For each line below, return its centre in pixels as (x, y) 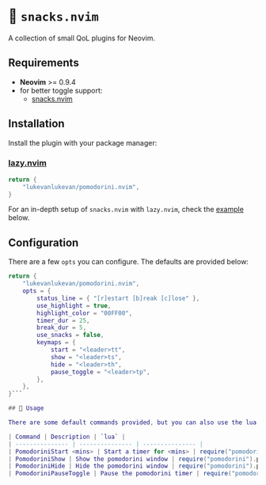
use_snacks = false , (70, 335)
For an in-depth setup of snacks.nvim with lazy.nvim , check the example (126, 210)
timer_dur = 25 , (63, 320)
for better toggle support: (61, 90)
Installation (36, 124)
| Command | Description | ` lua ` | (67, 437)
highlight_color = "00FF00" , (85, 313)
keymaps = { (57, 343)
